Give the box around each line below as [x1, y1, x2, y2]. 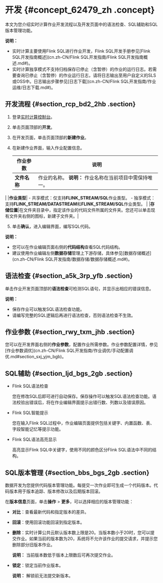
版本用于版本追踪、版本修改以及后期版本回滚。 [9, 488, 103, 494]
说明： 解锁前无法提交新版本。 [12, 573, 73, 578]
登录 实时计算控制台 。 [12, 114, 55, 119]
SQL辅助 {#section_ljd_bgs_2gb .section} [5, 369, 133, 378]
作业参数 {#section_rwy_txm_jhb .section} [5, 328, 135, 336]
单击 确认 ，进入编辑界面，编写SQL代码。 [12, 223, 93, 229]
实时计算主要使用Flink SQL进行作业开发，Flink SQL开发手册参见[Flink [12, 48, 150, 54]
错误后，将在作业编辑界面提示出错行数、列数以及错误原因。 [29, 400, 148, 405]
